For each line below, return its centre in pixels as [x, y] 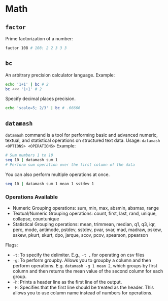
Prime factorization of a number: [39, 39]
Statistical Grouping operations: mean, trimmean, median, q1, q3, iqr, [84, 224]
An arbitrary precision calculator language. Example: [60, 75]
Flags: [12, 245]
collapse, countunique [36, 219]
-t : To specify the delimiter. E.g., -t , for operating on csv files [78, 255]
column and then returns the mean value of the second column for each [88, 271]
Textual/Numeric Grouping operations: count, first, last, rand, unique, [85, 213]
